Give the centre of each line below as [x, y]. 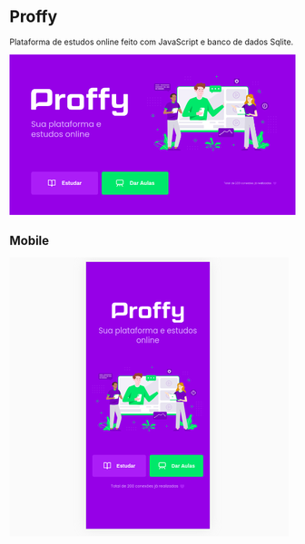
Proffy [34, 17]
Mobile [30, 241]
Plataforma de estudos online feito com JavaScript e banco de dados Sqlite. [152, 42]
